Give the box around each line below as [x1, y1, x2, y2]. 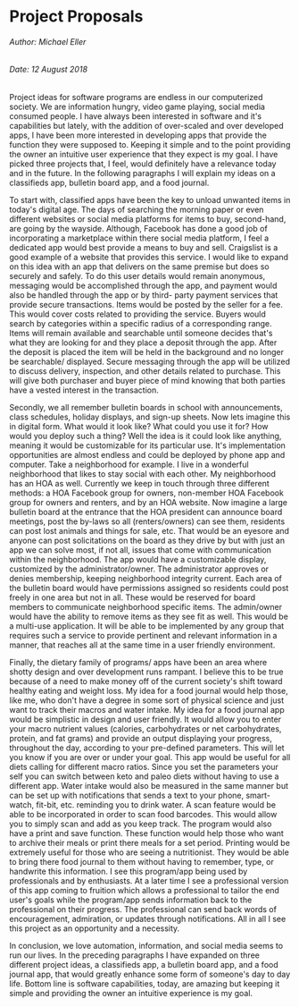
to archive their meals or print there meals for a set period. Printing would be [9, 838, 290, 848]
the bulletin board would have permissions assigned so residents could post [9, 583, 289, 593]
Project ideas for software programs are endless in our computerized [9, 92, 263, 102]
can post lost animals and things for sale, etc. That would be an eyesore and [9, 526, 290, 536]
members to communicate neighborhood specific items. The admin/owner [9, 602, 283, 612]
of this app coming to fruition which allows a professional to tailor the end [9, 885, 279, 895]
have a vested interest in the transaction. [9, 385, 159, 395]
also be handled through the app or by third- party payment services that [9, 290, 278, 300]
